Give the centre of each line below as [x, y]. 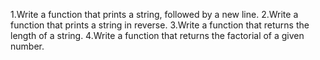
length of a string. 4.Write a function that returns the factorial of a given [157, 35]
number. [27, 46]
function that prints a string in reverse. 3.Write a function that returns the [160, 25]
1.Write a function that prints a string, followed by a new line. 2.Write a [154, 14]
